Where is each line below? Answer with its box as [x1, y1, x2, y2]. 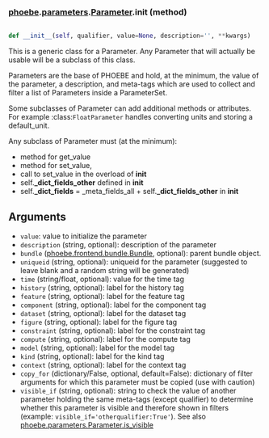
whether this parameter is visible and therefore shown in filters [19, 402, 229, 412]
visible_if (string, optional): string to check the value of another [19, 385, 237, 395]
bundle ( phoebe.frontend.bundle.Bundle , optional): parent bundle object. [19, 248, 262, 258]
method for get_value [19, 152, 91, 162]
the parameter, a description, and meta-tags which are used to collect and [8, 79, 256, 89]
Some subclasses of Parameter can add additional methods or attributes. [8, 103, 252, 113]
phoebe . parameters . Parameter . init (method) [8, 6, 187, 18]
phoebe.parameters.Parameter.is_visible [19, 419, 154, 430]
